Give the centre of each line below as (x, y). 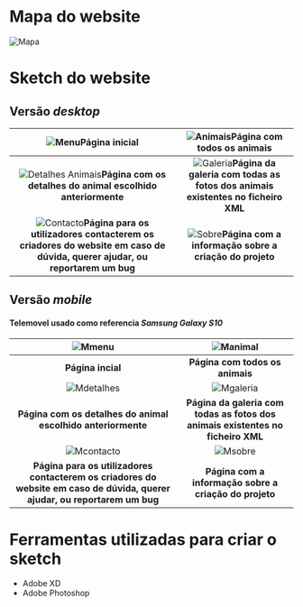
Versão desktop (55, 111)
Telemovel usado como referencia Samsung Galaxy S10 (116, 323)
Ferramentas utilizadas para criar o (143, 539)
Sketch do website (80, 78)
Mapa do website (75, 17)
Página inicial (110, 142)
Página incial (93, 367)
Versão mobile (51, 300)
